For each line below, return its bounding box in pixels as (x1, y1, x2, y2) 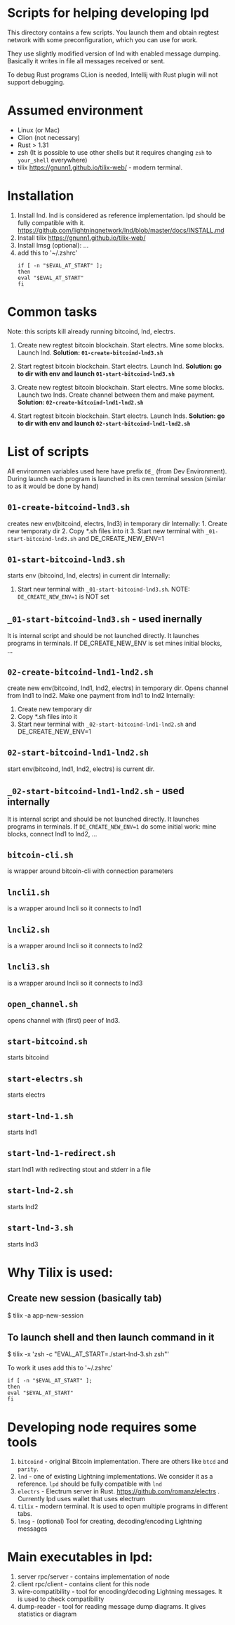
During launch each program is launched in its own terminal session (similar (7, 474, 226, 483)
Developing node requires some (7, 1419, 197, 1435)
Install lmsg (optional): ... (17, 241, 89, 249)
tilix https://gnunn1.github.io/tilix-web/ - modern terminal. (17, 163, 183, 172)
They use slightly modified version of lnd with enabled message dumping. (7, 49, 221, 58)
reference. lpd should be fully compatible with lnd (17, 1479, 163, 1489)
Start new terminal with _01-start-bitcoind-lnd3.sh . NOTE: (17, 585, 191, 594)
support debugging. (7, 77, 65, 86)
